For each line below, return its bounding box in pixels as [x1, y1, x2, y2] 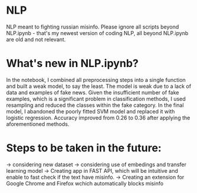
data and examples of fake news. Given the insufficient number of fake [6, 88, 179, 96]
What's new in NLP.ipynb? [6, 57, 139, 70]
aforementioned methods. [6, 120, 69, 128]
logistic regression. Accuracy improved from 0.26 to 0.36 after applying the [6, 114, 190, 121]
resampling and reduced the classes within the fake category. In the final [6, 102, 184, 109]
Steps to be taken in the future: [6, 141, 162, 155]
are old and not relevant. [6, 36, 66, 43]
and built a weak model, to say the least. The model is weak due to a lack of [6, 83, 192, 90]
